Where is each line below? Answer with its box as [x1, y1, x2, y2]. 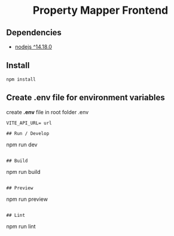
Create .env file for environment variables [6, 93, 166, 103]
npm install [6, 76, 36, 82]
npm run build [6, 168, 41, 175]
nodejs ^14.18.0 [14, 43, 53, 50]
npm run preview [6, 195, 48, 203]
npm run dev [6, 141, 38, 148]
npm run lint [6, 222, 36, 230]
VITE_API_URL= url [6, 120, 52, 126]
